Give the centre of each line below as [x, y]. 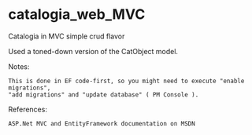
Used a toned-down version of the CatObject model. [93, 51]
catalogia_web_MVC [77, 15]
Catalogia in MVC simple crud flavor [67, 36]
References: [28, 109]
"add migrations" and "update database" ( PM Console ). [104, 95]
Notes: [19, 66]
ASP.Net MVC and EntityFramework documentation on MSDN [102, 123]
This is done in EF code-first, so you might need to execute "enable [126, 81]
